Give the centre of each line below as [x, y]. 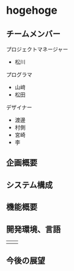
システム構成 [30, 185]
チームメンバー [33, 34]
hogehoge [32, 10]
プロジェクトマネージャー [37, 49]
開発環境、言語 [33, 229]
